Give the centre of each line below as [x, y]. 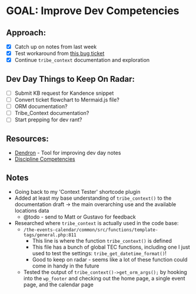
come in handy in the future [66, 266]
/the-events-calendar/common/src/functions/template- [91, 230]
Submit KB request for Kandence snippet [64, 93]
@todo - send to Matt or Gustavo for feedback [80, 217]
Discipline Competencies [45, 159]
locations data [32, 210]
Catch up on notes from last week [56, 47]
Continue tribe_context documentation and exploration [82, 60]
